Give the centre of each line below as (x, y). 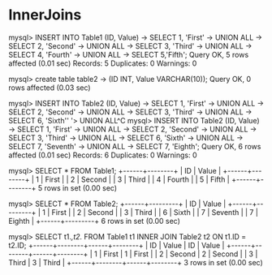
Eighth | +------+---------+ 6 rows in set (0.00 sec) (94, 221)
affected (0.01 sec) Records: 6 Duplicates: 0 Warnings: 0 (103, 155)
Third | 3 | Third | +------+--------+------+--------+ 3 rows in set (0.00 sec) (136, 262)
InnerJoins (45, 15)
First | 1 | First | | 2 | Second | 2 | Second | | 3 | (181, 254)
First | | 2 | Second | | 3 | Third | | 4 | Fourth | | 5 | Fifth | (137, 179)
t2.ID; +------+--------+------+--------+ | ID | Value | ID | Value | (117, 245)
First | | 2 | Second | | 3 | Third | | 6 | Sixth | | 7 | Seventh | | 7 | (155, 212)
